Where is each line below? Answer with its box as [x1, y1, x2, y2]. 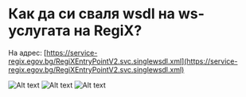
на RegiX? [73, 21, 143, 40]
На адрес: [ [8, 48, 47, 57]
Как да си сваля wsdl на [8, 5, 175, 23]
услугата [8, 21, 71, 40]
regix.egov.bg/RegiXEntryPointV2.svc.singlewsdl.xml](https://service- [8, 56, 238, 66]
